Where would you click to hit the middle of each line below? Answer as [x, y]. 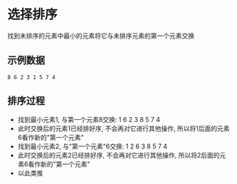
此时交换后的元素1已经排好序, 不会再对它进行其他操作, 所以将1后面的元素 [123, 128]
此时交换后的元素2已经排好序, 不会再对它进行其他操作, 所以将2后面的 [118, 155]
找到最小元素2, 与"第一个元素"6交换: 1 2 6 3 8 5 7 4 [93, 146]
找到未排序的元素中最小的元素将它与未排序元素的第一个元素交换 [101, 36]
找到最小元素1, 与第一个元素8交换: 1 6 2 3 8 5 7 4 [89, 119]
